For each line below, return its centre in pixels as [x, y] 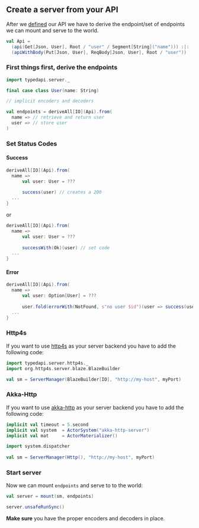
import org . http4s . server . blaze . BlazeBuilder [63, 368]
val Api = [18, 41]
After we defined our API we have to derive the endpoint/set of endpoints [96, 24]
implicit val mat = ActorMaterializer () [62, 435]
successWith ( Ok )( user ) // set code [66, 248]
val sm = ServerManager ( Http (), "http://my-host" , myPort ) [81, 457]
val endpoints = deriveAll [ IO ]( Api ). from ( [59, 112]
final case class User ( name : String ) [53, 90]
